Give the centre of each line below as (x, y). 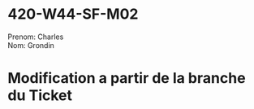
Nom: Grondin (31, 45)
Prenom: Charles (36, 37)
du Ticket (40, 96)
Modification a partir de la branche (127, 78)
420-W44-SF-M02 (73, 14)
